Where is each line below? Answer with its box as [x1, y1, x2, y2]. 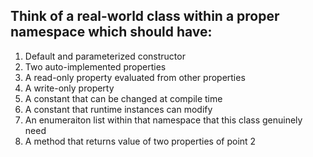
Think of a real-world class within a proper [10, 8, 280, 25]
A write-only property [24, 82, 115, 94]
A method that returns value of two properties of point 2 [24, 135, 257, 147]
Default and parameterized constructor [24, 50, 186, 62]
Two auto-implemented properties [24, 60, 167, 73]
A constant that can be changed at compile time [24, 92, 223, 104]
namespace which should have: [10, 24, 213, 41]
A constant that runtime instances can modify [24, 103, 213, 115]
